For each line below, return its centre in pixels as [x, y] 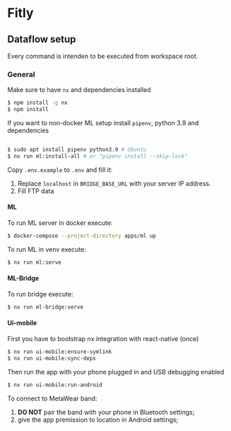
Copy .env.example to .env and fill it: [60, 169]
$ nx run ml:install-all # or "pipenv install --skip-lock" [98, 156]
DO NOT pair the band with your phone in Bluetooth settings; [106, 412]
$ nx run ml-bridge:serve [45, 307]
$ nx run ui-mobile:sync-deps [52, 358]
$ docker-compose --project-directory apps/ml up [82, 236]
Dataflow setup [42, 39]
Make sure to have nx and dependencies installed [79, 90]
